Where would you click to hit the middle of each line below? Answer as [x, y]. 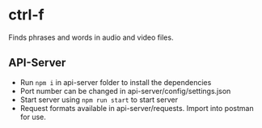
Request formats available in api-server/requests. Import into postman [137, 108]
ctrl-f [26, 15]
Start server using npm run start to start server [99, 100]
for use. [33, 117]
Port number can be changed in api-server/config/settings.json [125, 91]
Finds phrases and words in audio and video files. [91, 37]
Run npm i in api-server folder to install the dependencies [116, 82]
